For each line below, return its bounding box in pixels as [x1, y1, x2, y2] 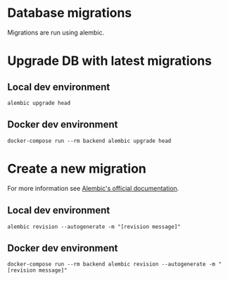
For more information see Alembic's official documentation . [7, 184, 179, 192]
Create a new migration [7, 161, 146, 177]
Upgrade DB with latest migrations [7, 53, 213, 69]
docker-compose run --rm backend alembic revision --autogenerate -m [7, 261, 216, 268]
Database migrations [7, 5, 132, 21]
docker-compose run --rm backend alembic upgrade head [7, 137, 172, 144]
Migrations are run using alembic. [7, 28, 105, 37]
